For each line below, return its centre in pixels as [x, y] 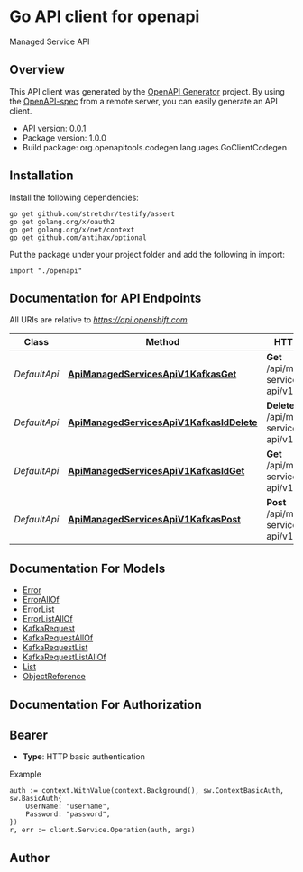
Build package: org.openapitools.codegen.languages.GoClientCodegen [154, 147]
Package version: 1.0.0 [64, 138]
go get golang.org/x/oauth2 [62, 222]
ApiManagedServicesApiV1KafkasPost [154, 520]
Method [163, 342]
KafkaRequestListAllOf [64, 657]
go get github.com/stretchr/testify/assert [92, 213]
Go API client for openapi [105, 17]
